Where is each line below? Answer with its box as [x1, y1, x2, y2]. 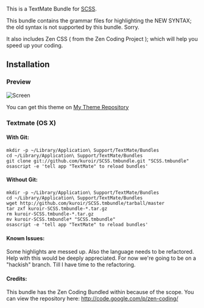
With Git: [6, 134, 29, 141]
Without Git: [6, 176, 38, 184]
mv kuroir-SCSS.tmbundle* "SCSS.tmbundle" [6, 217, 116, 223]
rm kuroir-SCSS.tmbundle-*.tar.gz [6, 211, 94, 217]
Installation [6, 59, 50, 70]
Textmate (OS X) [6, 118, 57, 127]
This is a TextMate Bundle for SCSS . [6, 5, 97, 12]
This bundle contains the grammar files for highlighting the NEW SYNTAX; [6, 17, 192, 24]
